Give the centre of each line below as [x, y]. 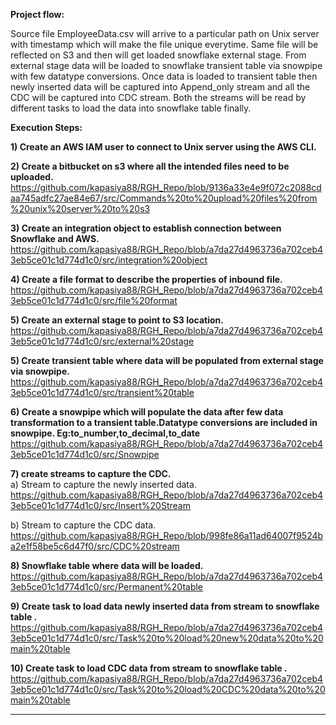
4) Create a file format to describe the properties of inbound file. [146, 279]
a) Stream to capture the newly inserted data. [103, 484]
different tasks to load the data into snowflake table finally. [131, 108]
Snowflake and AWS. [55, 238]
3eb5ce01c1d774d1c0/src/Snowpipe [85, 454]
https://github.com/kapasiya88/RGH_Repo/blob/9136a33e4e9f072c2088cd [166, 187]
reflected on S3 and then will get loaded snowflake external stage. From [158, 55]
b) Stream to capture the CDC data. [83, 525]
